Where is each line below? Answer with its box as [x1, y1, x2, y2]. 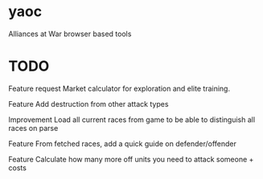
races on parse [8, 123, 59, 132]
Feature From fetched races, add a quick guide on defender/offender [8, 139, 237, 148]
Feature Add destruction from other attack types [8, 99, 169, 108]
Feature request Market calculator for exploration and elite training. [8, 83, 231, 93]
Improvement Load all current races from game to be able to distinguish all [8, 115, 256, 124]
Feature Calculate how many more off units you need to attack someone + [8, 154, 254, 164]
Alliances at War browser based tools [8, 29, 132, 39]
